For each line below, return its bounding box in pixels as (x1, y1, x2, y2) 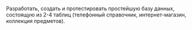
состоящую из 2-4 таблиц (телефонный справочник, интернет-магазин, (6, 11, 187, 18)
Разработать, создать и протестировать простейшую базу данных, (6, 5, 175, 12)
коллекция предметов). (6, 18, 66, 24)
